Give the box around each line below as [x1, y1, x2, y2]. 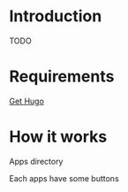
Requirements [9, 66, 115, 87]
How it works [9, 127, 108, 147]
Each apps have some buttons [9, 173, 119, 183]
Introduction [9, 6, 102, 27]
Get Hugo [9, 96, 44, 106]
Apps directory [9, 156, 64, 166]
